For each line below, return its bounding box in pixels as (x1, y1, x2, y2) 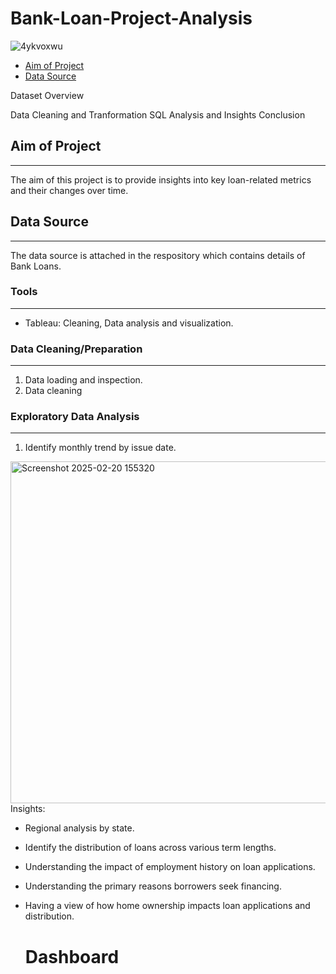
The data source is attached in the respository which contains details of (10, 249, 306, 261)
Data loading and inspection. (24, 374, 143, 386)
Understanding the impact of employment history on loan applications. (24, 861, 316, 873)
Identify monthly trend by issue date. (24, 442, 177, 454)
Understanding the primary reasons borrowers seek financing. (24, 880, 282, 892)
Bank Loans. (10, 260, 62, 272)
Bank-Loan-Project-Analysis (10, 7, 253, 30)
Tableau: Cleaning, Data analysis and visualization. (24, 317, 234, 329)
